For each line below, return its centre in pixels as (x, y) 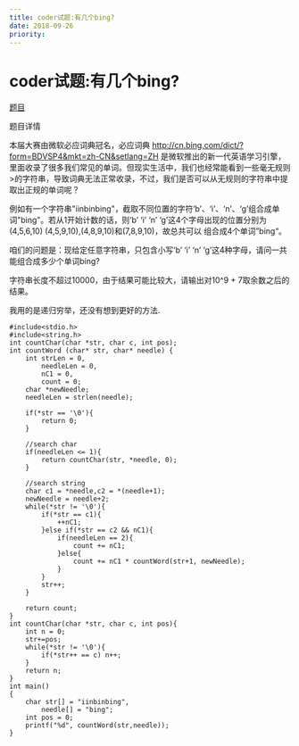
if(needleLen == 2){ (95, 538)
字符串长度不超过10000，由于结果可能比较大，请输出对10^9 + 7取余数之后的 (149, 280)
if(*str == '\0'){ (59, 413)
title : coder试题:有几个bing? (62, 17)
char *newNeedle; (58, 390)
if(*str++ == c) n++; (82, 655)
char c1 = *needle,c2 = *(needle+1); (96, 492)
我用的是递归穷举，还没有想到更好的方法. (85, 311)
